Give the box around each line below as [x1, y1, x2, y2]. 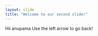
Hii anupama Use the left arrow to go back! [5, 25, 93, 31]
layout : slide [5, 7, 35, 12]
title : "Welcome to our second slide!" [5, 12, 88, 17]
